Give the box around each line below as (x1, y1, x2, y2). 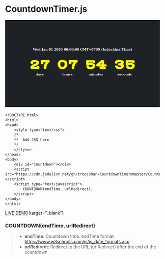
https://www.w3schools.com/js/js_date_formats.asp (24, 239, 130, 245)
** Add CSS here (14, 137, 50, 142)
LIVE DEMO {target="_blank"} (5, 210, 64, 216)
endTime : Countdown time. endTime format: (24, 233, 115, 239)
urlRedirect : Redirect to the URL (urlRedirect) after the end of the (24, 244, 156, 250)
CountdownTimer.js (5, 3, 87, 15)
